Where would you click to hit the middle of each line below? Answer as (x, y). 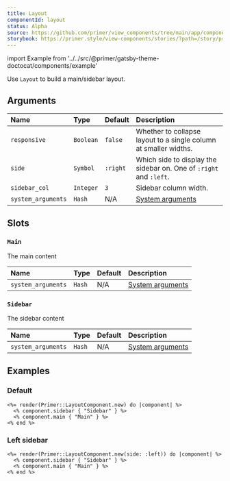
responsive (28, 140)
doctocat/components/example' (52, 66)
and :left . (153, 177)
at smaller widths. (164, 148)
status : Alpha (27, 26)
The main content (32, 256)
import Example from (37, 58)
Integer (86, 188)
